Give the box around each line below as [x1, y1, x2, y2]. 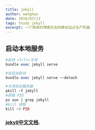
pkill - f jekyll [5, 88, 38, 94]
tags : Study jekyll [5, 20, 45, 26]
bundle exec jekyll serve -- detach [5, 75, 78, 80]
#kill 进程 [5, 102, 26, 107]
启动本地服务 [5, 44, 44, 52]
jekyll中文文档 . [5, 119, 40, 126]
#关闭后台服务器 [5, 84, 33, 89]
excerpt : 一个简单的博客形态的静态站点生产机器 [5, 25, 90, 30]
